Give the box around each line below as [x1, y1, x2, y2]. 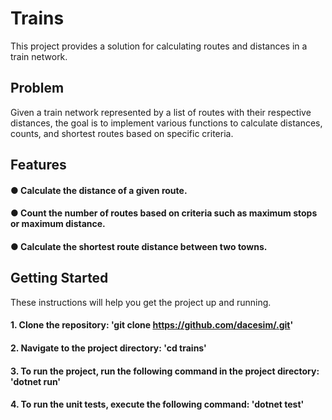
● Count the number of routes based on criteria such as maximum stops [10, 207, 318, 219]
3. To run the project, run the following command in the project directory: [10, 365, 320, 377]
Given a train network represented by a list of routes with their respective [10, 106, 312, 118]
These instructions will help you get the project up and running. [10, 296, 272, 308]
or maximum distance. [10, 218, 106, 230]
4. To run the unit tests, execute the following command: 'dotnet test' [10, 398, 305, 411]
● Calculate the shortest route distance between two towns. [10, 240, 268, 252]
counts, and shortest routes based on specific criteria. [10, 127, 234, 139]
